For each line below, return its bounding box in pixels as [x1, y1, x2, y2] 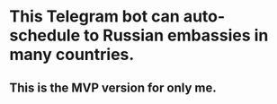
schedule [9, 25, 81, 46]
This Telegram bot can [9, 6, 180, 27]
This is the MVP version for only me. [9, 80, 218, 95]
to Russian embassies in [84, 25, 269, 46]
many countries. [9, 45, 135, 65]
